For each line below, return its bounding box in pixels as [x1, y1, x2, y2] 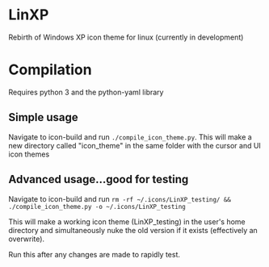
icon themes [8, 149, 50, 159]
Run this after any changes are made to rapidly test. [8, 249, 180, 259]
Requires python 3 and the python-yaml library [8, 87, 164, 97]
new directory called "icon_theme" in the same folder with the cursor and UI [8, 140, 261, 150]
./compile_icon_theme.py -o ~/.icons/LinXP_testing [8, 202, 186, 211]
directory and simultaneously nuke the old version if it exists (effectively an [8, 225, 258, 235]
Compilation [8, 60, 92, 79]
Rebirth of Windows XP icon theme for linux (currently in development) [8, 32, 244, 42]
